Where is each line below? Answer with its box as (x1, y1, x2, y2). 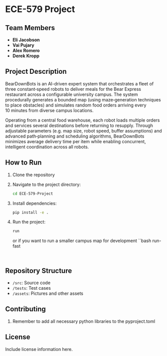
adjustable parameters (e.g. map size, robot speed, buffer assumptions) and (5, 128, 162, 134)
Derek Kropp (12, 53, 40, 59)
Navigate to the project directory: (12, 181, 81, 187)
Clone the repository (12, 172, 55, 178)
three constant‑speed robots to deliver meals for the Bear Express (5, 86, 141, 92)
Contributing (5, 305, 46, 313)
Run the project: (12, 219, 46, 225)
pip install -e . (12, 210, 49, 215)
